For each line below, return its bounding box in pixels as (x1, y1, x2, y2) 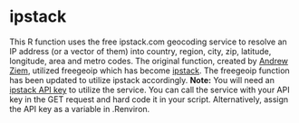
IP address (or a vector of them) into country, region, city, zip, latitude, (9, 45, 272, 56)
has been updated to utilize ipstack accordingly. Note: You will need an (9, 74, 275, 85)
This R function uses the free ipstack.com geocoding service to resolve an (9, 36, 287, 47)
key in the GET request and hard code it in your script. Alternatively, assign (9, 93, 289, 105)
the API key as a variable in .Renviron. (9, 103, 150, 114)
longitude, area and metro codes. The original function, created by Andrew (9, 55, 288, 66)
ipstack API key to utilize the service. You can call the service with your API (9, 84, 290, 95)
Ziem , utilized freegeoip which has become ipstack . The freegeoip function (9, 65, 290, 76)
